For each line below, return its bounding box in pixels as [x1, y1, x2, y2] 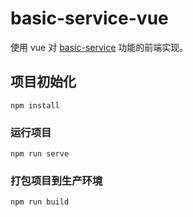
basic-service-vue [10, 7, 169, 30]
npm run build [10, 197, 70, 207]
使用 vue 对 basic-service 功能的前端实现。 [10, 41, 189, 53]
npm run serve [10, 149, 70, 159]
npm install [10, 100, 60, 111]
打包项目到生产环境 [10, 173, 103, 187]
